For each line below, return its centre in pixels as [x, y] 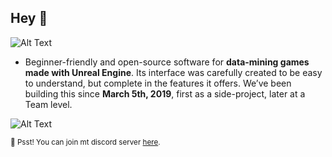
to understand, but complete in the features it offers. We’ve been [158, 83]
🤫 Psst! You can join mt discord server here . [85, 142]
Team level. [48, 104]
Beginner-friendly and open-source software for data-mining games [167, 62]
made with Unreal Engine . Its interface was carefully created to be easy [173, 72]
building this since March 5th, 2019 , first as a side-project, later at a [165, 93]
